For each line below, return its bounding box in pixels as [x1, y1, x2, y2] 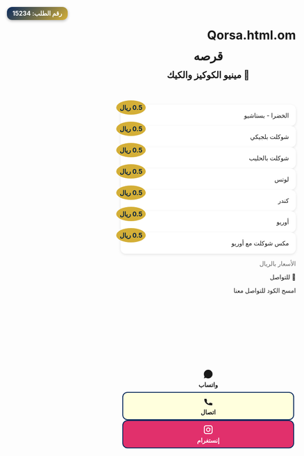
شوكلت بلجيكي [250, 133, 289, 140]
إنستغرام [196, 437, 220, 444]
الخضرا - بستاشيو [244, 111, 289, 120]
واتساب [198, 381, 219, 389]
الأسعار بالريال [259, 259, 296, 268]
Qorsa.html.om [207, 28, 296, 43]
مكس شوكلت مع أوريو [231, 239, 289, 247]
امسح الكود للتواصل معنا [233, 286, 296, 295]
